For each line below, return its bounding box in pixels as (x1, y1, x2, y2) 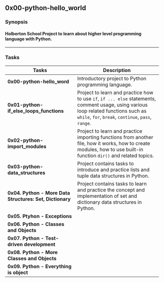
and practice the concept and (77, 186, 145, 193)
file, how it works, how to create (77, 140, 150, 146)
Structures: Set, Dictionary (7, 195, 71, 202)
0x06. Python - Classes (7, 220, 64, 227)
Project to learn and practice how (77, 89, 154, 96)
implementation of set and (77, 192, 138, 199)
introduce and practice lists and (77, 166, 150, 173)
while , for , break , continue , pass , (77, 114, 152, 120)
